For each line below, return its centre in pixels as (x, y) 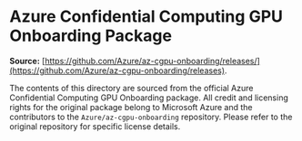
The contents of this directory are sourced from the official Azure (131, 88)
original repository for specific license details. (95, 126)
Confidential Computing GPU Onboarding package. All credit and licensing (149, 98)
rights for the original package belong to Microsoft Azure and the (131, 107)
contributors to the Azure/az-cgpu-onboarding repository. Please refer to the (151, 117)
